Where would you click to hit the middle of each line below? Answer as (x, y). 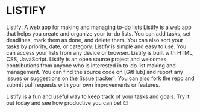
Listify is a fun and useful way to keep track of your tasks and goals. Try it (98, 96)
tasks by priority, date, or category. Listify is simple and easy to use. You (96, 46)
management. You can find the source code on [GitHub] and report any (95, 72)
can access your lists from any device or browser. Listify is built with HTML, (100, 52)
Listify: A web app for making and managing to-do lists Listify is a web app (99, 27)
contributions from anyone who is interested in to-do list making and (91, 65)
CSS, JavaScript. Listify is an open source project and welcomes (86, 59)
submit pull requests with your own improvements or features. (83, 84)
